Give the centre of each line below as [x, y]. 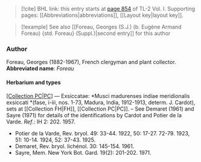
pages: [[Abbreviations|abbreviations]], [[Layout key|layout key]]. [102, 15]
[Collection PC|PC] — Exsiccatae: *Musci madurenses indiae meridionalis [98, 96]
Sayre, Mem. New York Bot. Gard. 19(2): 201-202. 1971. [83, 152]
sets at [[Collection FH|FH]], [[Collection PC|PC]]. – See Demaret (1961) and [100, 109]
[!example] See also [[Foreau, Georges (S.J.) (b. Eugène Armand [101, 27]
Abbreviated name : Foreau [40, 68]
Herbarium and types [34, 82]
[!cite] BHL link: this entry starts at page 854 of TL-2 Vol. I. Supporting [108, 9]
